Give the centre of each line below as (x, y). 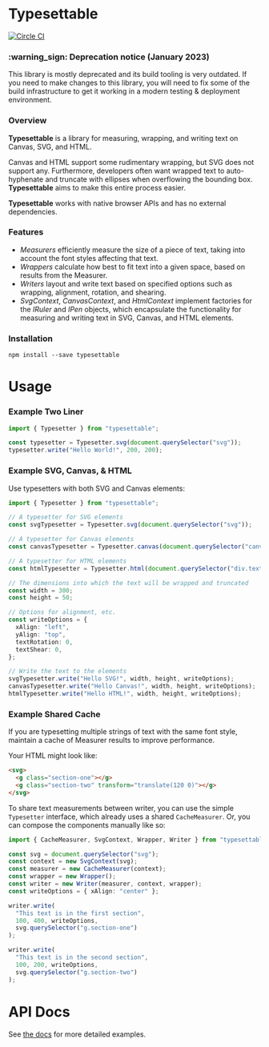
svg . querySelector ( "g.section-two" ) (76, 972)
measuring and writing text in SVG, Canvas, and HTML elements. (127, 318)
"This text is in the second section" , (82, 957)
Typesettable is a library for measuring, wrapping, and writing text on (123, 138)
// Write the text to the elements (68, 672)
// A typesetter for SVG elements (66, 517)
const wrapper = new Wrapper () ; (62, 877)
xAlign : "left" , (42, 628)
